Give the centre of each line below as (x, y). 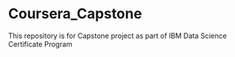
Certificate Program (40, 44)
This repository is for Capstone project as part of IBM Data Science (117, 36)
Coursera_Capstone (75, 14)
